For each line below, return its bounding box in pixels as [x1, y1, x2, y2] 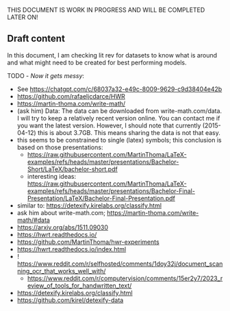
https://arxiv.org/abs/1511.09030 [16, 223, 108, 232]
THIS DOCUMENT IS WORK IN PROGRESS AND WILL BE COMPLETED [7, 6, 205, 14]
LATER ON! [7, 13, 39, 21]
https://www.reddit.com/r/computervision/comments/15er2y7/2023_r [27, 274, 223, 282]
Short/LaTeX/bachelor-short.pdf [27, 164, 118, 173]
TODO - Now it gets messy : [7, 71, 84, 79]
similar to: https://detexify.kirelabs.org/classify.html [16, 201, 162, 210]
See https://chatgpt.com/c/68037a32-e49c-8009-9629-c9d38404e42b [16, 85, 222, 93]
